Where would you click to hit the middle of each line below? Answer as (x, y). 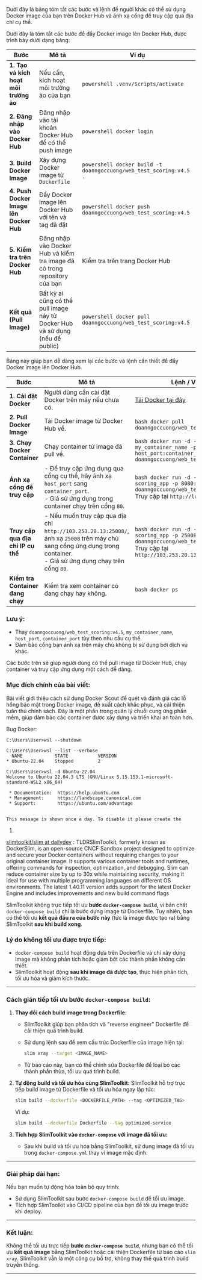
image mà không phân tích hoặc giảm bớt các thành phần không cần (100, 959)
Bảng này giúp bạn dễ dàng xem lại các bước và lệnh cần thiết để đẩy (92, 361)
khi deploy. (29, 1211)
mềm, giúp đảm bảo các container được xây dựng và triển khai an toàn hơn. (100, 717)
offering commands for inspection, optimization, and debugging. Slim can (97, 867)
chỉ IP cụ (22, 546)
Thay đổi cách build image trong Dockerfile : (71, 1013)
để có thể (52, 143)
